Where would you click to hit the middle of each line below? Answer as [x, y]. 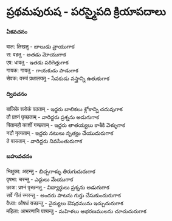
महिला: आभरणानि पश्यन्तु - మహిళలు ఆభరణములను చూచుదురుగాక [77, 211]
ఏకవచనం [17, 32]
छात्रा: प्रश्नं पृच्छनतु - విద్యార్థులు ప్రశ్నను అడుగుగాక [58, 187]
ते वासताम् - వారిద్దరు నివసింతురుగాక [44, 141]
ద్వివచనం [17, 93]
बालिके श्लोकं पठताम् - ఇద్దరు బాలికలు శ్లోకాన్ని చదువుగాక [65, 109]
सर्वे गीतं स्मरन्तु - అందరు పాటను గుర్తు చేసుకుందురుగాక [64, 195]
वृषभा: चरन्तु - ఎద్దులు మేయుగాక [40, 179]
